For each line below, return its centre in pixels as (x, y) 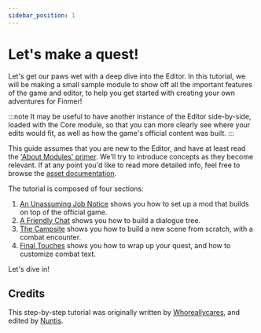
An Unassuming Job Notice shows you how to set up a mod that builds (134, 203)
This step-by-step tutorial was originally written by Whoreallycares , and (124, 313)
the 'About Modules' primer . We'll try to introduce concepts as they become (131, 156)
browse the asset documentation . (62, 173)
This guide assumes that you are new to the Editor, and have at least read (127, 148)
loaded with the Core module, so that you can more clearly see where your (129, 124)
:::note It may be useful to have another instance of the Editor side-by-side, (130, 116)
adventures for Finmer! (45, 101)
